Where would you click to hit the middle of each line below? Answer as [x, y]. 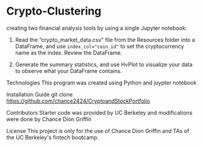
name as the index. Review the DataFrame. [69, 52]
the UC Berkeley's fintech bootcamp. [53, 137]
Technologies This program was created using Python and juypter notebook [101, 83]
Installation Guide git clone [40, 94]
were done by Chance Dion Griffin [49, 119]
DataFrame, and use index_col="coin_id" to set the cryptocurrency [99, 46]
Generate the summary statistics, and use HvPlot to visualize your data [104, 64]
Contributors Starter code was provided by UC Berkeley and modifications [99, 112]
